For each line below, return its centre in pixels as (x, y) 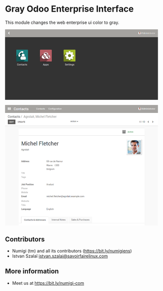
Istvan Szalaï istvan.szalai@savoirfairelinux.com (60, 256)
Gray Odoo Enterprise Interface (69, 9)
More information (32, 271)
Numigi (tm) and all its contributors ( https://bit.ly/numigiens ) (72, 251)
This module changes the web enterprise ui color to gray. (62, 22)
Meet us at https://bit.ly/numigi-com (48, 283)
